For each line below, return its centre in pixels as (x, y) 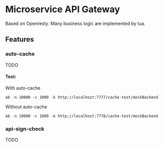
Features (20, 39)
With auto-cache (23, 88)
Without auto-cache (26, 107)
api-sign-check (25, 129)
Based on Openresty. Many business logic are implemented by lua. (75, 23)
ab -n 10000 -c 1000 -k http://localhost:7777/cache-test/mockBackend (82, 97)
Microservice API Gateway (63, 9)
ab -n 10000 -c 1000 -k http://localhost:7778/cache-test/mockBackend (82, 116)
